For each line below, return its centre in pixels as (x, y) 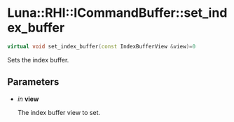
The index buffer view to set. (59, 112)
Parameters (33, 82)
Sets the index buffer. (38, 60)
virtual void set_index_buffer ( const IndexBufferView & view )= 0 (102, 46)
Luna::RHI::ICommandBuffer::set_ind (117, 13)
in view (28, 99)
